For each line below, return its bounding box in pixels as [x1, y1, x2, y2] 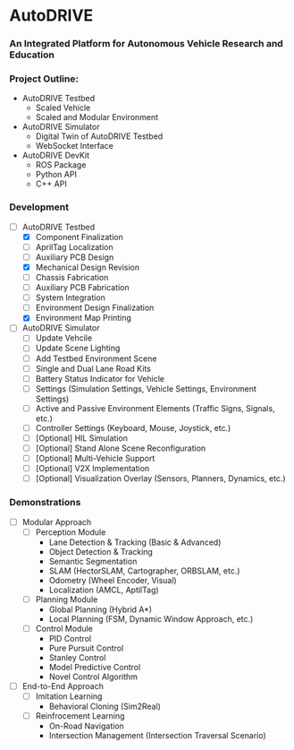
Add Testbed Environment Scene [35, 353, 157, 364]
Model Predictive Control [48, 661, 141, 672]
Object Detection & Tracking [48, 546, 154, 556]
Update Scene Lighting [35, 342, 121, 354]
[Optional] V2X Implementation [35, 463, 150, 474]
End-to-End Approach [21, 680, 105, 691]
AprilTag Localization [35, 241, 113, 252]
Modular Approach [21, 516, 92, 527]
